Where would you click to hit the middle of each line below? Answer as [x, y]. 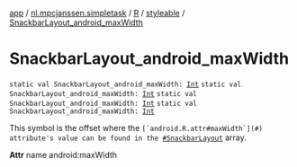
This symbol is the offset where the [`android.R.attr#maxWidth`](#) [136, 127]
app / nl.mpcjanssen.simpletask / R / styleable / [97, 13]
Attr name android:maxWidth [63, 154]
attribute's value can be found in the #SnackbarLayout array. [128, 137]
